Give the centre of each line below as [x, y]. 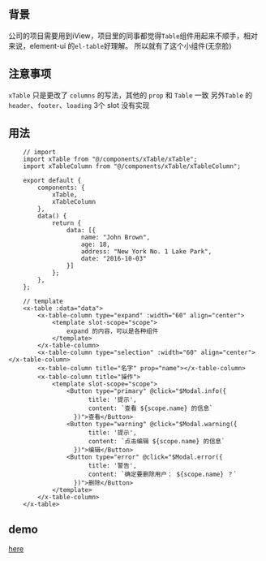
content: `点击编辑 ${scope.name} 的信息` [157, 442]
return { [66, 223]
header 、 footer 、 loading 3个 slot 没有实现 [79, 105]
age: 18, [96, 245]
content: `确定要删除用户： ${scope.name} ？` [163, 475]
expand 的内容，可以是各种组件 [112, 331]
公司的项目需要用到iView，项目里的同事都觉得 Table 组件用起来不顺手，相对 [133, 36]
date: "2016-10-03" [114, 259]
